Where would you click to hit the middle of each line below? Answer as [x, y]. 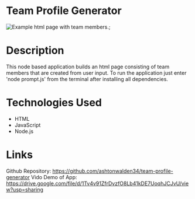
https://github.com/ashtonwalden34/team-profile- [113, 171]
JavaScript [28, 125]
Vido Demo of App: [54, 177]
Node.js [24, 131]
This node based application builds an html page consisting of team [88, 67]
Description [35, 50]
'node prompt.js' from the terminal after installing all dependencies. [87, 79]
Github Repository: [29, 171]
